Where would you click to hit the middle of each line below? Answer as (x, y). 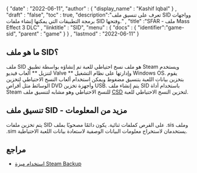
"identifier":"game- (161, 27)
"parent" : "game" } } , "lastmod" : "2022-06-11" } (79, 34)
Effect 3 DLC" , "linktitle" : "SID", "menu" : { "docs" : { (71, 27)
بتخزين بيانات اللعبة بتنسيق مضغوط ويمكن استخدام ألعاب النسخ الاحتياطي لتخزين (95, 79)
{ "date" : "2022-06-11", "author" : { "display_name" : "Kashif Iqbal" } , (91, 9)
